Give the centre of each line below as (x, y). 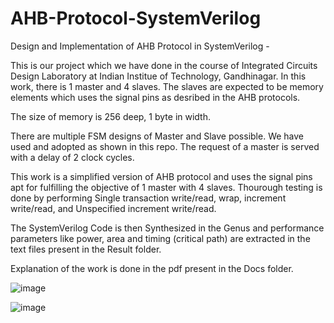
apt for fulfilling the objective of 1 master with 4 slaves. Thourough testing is (166, 187)
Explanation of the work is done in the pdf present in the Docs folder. (152, 268)
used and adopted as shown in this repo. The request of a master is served (165, 146)
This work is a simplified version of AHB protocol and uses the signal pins (161, 176)
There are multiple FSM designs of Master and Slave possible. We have (157, 136)
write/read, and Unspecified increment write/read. (113, 208)
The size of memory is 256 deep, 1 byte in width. (110, 116)
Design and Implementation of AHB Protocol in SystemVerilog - (140, 46)
